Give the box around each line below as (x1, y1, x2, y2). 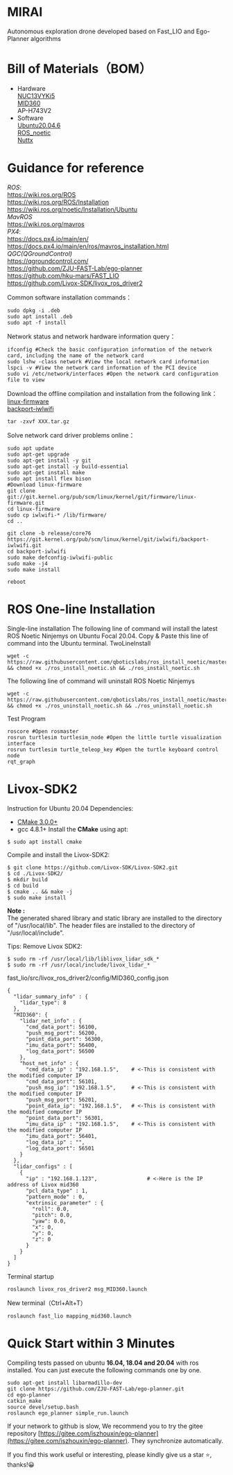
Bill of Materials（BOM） (7, 61, 152, 77)
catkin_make (7, 1397, 42, 1404)
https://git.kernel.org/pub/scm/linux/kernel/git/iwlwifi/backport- (7, 535, 209, 543)
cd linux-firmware (7, 506, 60, 512)
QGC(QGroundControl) (7, 249, 73, 257)
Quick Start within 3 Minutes (7, 1336, 175, 1351)
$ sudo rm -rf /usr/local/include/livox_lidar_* (7, 961, 150, 968)
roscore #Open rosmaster (7, 727, 79, 735)
